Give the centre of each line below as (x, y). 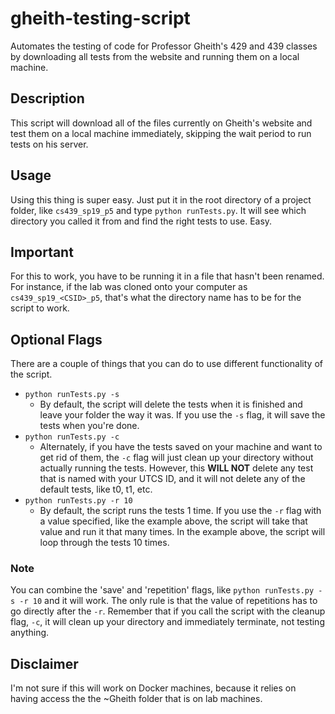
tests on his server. (49, 144)
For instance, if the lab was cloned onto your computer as (129, 287)
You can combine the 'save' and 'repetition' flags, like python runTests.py (162, 590)
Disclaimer (44, 663)
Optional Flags (56, 339)
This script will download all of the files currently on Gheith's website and (161, 123)
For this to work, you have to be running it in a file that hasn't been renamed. (167, 276)
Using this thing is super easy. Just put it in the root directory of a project (161, 199)
